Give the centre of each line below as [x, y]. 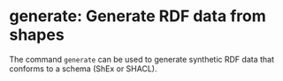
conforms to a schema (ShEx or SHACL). [83, 69]
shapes [37, 35]
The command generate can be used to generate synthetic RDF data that [142, 59]
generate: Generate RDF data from [138, 16]
